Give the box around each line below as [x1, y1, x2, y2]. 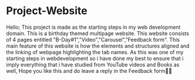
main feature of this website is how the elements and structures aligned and [6, 42, 190, 49]
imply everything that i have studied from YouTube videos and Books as [6, 61, 180, 68]
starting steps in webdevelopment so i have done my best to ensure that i [6, 55, 184, 62]
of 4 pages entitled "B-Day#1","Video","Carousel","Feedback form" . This [6, 36, 180, 43]
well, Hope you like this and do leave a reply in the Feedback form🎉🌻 [6, 67, 172, 74]
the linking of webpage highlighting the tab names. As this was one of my [6, 48, 184, 55]
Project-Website [6, 4, 88, 18]
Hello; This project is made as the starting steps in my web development [6, 24, 181, 31]
